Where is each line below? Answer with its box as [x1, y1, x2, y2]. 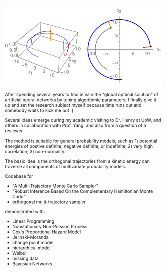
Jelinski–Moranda [12, 234, 49, 240]
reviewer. [5, 128, 24, 134]
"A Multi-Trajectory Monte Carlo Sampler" [12, 183, 98, 189]
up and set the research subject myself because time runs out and [5, 102, 142, 108]
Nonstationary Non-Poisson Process [12, 224, 88, 229]
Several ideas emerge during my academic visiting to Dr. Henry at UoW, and [5, 117, 161, 123]
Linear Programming [12, 218, 55, 224]
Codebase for [5, 173, 33, 179]
